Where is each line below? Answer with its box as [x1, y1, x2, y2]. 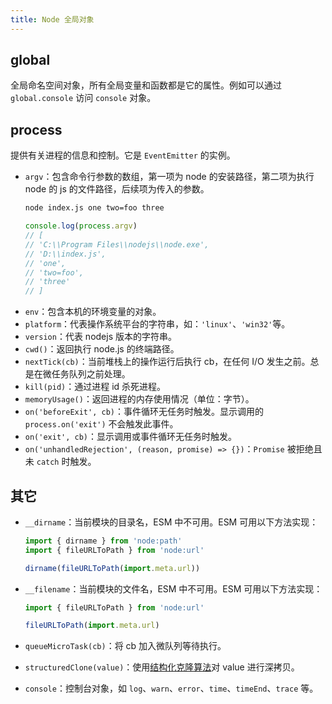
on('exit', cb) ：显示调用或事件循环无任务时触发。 [24, 431, 238, 443]
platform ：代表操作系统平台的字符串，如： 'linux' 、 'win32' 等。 [24, 318, 291, 330]
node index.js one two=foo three [24, 203, 165, 213]
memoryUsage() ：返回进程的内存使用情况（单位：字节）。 [24, 393, 255, 405]
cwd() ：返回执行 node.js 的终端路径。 [24, 343, 180, 355]
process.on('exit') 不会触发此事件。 [24, 418, 179, 430]
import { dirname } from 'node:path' [24, 536, 183, 546]
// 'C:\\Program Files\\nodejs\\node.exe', [24, 239, 210, 250]
